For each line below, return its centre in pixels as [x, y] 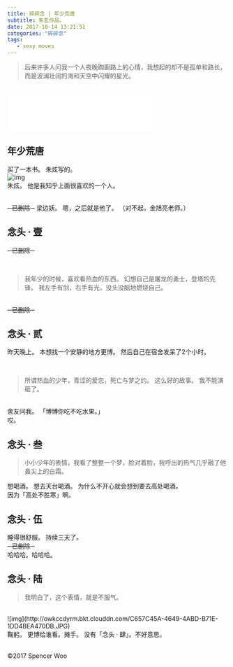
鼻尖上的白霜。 [46, 471]
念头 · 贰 [25, 334]
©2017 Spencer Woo [37, 656]
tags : [15, 40]
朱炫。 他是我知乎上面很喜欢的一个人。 [63, 185]
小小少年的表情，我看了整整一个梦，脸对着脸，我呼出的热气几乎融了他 [125, 463]
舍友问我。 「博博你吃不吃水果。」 [55, 412]
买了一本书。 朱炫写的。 [42, 169]
